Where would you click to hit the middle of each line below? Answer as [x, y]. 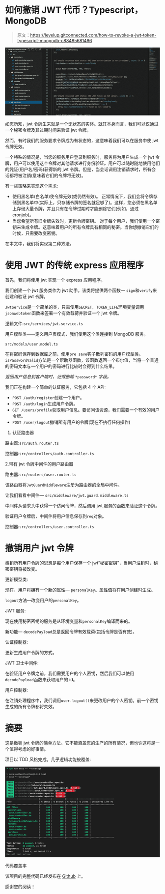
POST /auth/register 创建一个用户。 [48, 397]
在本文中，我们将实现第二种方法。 [40, 243]
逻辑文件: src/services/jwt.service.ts [44, 323]
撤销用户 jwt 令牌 [39, 548]
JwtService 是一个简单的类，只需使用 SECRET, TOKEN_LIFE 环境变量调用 [75, 307]
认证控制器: [17, 642]
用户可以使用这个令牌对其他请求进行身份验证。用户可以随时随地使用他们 [87, 163]
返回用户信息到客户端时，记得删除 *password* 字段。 [58, 376]
